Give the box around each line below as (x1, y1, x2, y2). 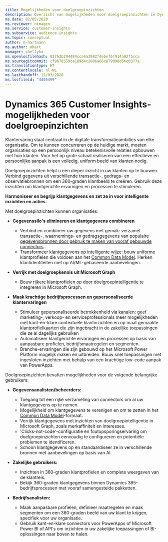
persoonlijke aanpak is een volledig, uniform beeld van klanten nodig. (5, 158, 148, 164)
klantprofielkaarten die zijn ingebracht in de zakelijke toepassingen (19, 325, 157, 331)
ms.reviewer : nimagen (5, 21, 50, 27)
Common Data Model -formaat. (19, 412, 83, 418)
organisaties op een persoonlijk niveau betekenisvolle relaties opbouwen (5, 147, 155, 153)
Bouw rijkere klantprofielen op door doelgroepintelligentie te (19, 279, 144, 285)
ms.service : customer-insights (5, 26, 70, 31)
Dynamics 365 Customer (5, 99, 111, 110)
